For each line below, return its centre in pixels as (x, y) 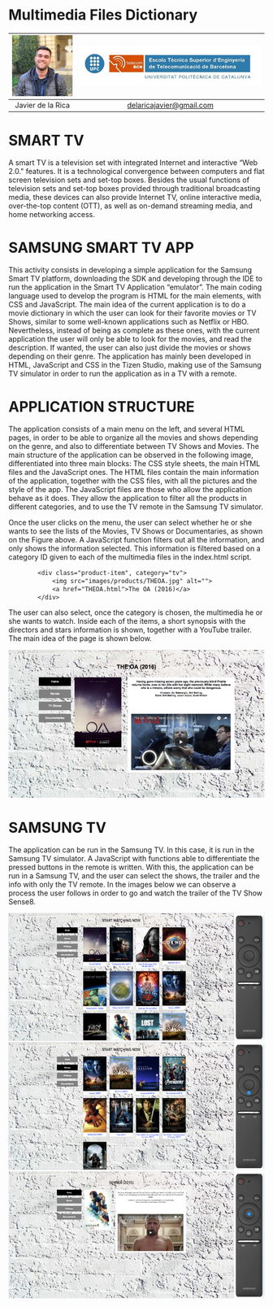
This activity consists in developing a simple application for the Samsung (130, 270)
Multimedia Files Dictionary (103, 15)
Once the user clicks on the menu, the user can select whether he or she (130, 523)
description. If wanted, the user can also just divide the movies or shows (130, 348)
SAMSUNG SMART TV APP (102, 248)
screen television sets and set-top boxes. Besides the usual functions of (129, 180)
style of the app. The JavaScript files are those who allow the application (130, 490)
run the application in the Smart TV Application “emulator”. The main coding (135, 287)
